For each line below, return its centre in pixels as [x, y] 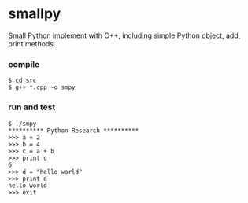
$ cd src [22, 81]
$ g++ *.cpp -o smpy [42, 87]
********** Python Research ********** [74, 131]
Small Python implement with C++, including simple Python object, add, [124, 35]
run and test [32, 107]
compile [24, 64]
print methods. [32, 43]
